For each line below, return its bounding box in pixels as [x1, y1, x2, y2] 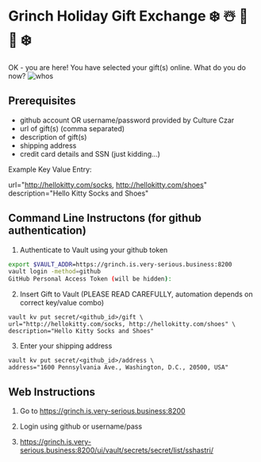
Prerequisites [8, 94, 76, 108]
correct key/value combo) [19, 298, 105, 308]
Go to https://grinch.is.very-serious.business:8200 [19, 406, 186, 415]
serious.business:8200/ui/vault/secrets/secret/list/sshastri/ [19, 445, 214, 455]
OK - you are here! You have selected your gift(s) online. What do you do [8, 62, 246, 72]
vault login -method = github [8, 268, 102, 276]
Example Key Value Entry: [8, 165, 93, 174]
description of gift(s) [19, 132, 87, 142]
